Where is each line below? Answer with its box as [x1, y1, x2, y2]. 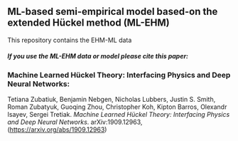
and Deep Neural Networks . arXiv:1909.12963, [7, 117, 143, 127]
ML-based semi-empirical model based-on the [7, 6, 218, 18]
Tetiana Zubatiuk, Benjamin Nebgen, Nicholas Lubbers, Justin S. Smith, [7, 95, 216, 104]
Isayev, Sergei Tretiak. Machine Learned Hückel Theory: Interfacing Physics [7, 110, 230, 119]
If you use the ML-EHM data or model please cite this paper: [7, 52, 189, 61]
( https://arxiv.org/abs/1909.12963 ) [7, 125, 107, 134]
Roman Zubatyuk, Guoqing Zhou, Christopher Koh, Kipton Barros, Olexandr [7, 103, 227, 111]
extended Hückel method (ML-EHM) [7, 17, 170, 29]
